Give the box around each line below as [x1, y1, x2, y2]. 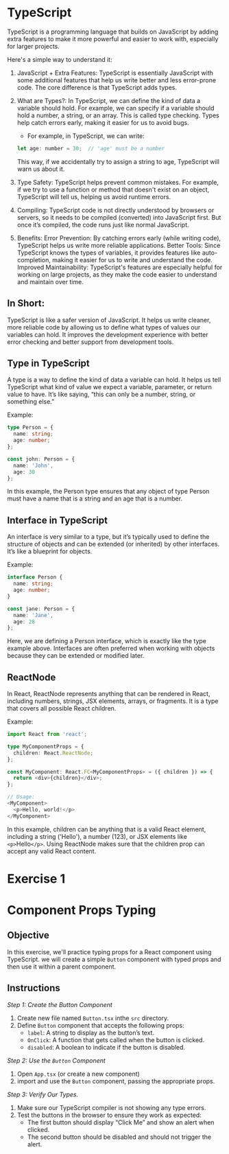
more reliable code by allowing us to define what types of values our [7, 323, 201, 331]
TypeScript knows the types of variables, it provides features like [16, 249, 201, 257]
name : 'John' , [13, 462, 53, 469]
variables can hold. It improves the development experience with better [7, 330, 208, 338]
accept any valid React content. [7, 846, 97, 855]
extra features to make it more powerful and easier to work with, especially [7, 34, 219, 43]
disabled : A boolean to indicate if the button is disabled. [27, 1043, 186, 1051]
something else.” [7, 397, 55, 406]
